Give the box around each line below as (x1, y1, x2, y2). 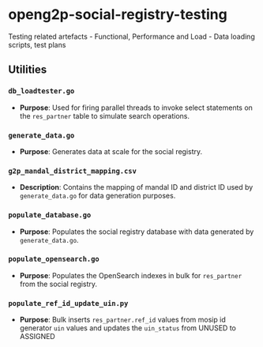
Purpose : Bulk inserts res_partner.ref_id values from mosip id (19, 315, 227, 325)
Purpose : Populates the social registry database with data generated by (19, 227, 254, 236)
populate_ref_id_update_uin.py (8, 299, 129, 307)
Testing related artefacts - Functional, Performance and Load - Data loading (8, 32, 255, 41)
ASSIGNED (19, 332, 55, 341)
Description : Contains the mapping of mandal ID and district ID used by (19, 183, 254, 192)
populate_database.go (8, 211, 92, 220)
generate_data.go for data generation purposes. (19, 191, 176, 201)
